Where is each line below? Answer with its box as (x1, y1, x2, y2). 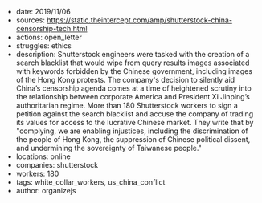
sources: (15, 15, 46, 25)
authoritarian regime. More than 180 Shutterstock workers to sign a (15, 100, 239, 110)
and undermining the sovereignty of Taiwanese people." (15, 144, 203, 152)
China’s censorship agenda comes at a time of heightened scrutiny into (15, 83, 252, 93)
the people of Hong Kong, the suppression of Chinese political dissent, (15, 135, 251, 144)
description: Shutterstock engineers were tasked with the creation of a (15, 50, 250, 59)
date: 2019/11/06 (15, 7, 71, 16)
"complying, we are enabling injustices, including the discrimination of (15, 126, 248, 136)
